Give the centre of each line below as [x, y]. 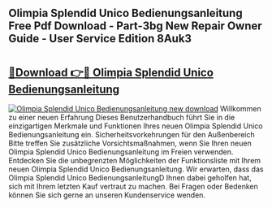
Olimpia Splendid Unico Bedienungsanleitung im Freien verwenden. [121, 152]
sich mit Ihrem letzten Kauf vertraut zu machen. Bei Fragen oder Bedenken [133, 186]
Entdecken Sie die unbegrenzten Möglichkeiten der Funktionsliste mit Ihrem [135, 160]
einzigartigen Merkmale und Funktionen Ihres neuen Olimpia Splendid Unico [136, 126]
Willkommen [241, 108]
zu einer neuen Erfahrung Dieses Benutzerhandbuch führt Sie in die [122, 117]
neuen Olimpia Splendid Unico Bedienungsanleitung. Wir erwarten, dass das [136, 169]
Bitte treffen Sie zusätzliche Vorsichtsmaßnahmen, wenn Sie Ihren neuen [130, 143]
